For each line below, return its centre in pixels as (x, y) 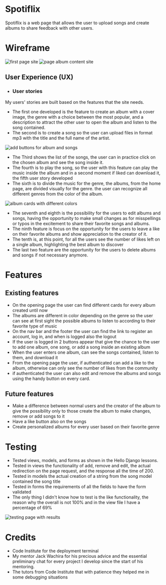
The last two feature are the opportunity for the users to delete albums (84, 250)
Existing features (32, 293)
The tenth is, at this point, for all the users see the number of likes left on (86, 239)
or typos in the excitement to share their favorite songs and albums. (81, 223)
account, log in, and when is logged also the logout (64, 336)
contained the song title (36, 481)
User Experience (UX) (39, 77)
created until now (30, 310)
